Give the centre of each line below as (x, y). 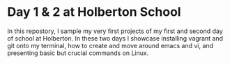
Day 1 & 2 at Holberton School (94, 12)
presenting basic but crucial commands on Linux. (78, 53)
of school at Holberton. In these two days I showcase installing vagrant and (115, 38)
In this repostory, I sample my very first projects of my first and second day (115, 31)
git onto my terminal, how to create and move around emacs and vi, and (110, 45)
